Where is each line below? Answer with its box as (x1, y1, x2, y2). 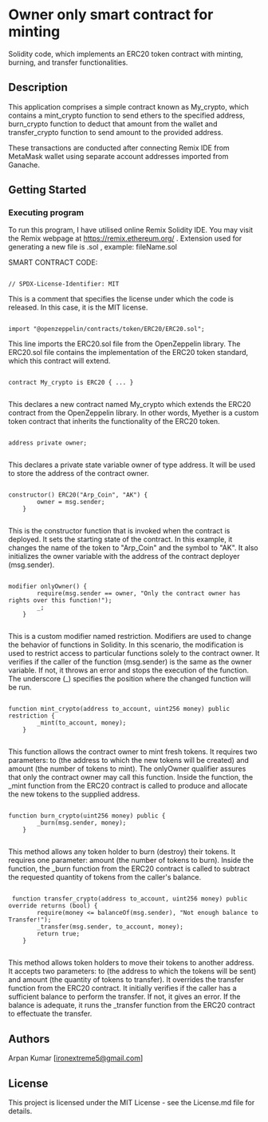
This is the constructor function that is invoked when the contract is (8, 526, 231, 536)
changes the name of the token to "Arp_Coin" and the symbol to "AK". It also (8, 543, 259, 553)
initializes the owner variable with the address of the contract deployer (8, 552, 240, 561)
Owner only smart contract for (8, 6, 214, 24)
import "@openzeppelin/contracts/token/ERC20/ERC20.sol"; (8, 325, 205, 333)
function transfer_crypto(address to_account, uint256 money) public (11, 895, 248, 903)
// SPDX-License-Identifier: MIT (8, 280, 120, 289)
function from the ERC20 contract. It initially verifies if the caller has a (8, 984, 237, 993)
